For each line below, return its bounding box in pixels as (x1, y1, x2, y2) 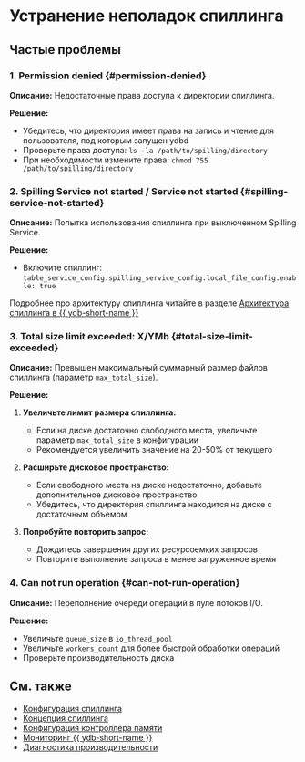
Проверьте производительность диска (22, 652, 175, 663)
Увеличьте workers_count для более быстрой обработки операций (22, 642, 280, 653)
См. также (9, 679, 73, 694)
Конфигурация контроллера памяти (22, 722, 163, 733)
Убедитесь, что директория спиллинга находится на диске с (36, 499, 273, 510)
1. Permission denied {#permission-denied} (9, 69, 207, 82)
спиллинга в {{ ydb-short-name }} (9, 308, 139, 318)
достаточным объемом (36, 508, 127, 520)
